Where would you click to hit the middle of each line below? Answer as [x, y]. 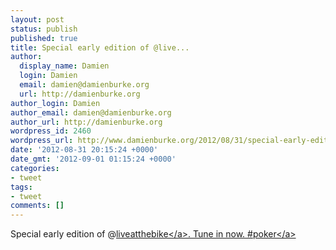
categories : [35, 168]
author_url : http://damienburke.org [86, 122]
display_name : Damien [64, 66]
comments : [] [37, 206]
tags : [21, 187]
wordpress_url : [42, 141]
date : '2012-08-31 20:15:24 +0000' [84, 150]
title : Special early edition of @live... [100, 47]
